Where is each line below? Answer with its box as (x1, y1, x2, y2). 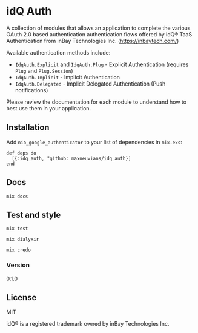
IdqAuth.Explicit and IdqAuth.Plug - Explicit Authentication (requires (15, 61, 189, 68)
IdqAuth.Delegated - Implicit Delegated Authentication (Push (15, 80, 166, 87)
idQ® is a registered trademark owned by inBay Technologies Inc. (6, 320, 170, 328)
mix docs (6, 193, 28, 200)
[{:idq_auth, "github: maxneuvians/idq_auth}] (12, 155, 131, 161)
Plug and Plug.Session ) (15, 67, 74, 74)
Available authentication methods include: (6, 49, 111, 56)
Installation (6, 123, 50, 133)
